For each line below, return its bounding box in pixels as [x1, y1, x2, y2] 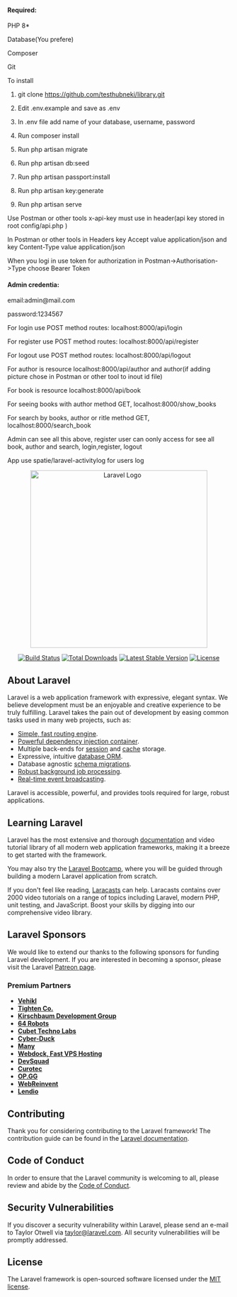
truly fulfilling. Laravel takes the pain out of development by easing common [7, 708, 229, 717]
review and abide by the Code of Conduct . [7, 1181, 131, 1189]
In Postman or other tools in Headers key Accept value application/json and [7, 235, 228, 244]
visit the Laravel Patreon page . [7, 963, 96, 971]
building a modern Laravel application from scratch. [7, 872, 158, 880]
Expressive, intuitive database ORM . [17, 753, 123, 761]
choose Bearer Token [27, 264, 91, 273]
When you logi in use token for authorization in [7, 256, 144, 266]
